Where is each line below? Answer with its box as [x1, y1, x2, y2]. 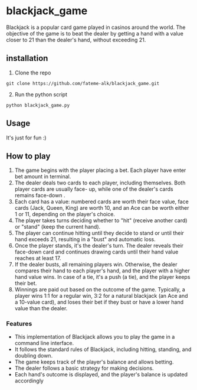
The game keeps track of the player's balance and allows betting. [14, 358, 174, 365]
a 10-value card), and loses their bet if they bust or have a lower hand [14, 298, 184, 305]
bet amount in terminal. [14, 173, 71, 180]
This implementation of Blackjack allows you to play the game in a [14, 333, 175, 340]
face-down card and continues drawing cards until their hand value [14, 248, 179, 255]
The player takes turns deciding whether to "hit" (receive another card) [14, 217, 188, 224]
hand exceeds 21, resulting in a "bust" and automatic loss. [14, 236, 156, 243]
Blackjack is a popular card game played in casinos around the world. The [6, 24, 186, 31]
